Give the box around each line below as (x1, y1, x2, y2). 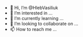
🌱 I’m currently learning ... (10, 15, 64, 21)
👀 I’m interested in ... (10, 10, 53, 16)
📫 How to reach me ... (10, 26, 57, 32)
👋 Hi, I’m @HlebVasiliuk (10, 5, 58, 10)
